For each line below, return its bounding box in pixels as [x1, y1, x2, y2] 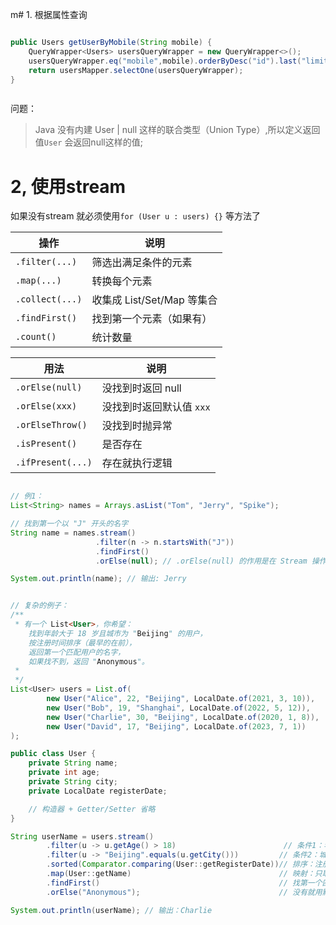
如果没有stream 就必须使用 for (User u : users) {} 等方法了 [10, 210, 261, 222]
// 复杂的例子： [10, 601, 69, 611]
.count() [15, 331, 57, 343]
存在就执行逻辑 [101, 456, 173, 470]
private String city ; [28, 777, 118, 787]
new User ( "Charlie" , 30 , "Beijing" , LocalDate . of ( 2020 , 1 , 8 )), [46, 712, 320, 722]
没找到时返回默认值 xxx [101, 400, 211, 414]
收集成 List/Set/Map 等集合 [91, 293, 218, 307]
